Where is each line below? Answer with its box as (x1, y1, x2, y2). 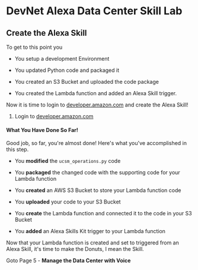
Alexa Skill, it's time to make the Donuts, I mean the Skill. (6, 246, 144, 253)
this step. (6, 146, 29, 153)
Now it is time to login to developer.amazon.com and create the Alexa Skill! (6, 101, 189, 108)
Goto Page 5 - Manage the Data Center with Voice (6, 257, 131, 264)
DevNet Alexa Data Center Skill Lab (6, 4, 183, 18)
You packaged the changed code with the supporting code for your (14, 169, 181, 176)
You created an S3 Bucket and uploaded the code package (14, 79, 159, 85)
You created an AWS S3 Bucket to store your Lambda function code (14, 187, 181, 194)
